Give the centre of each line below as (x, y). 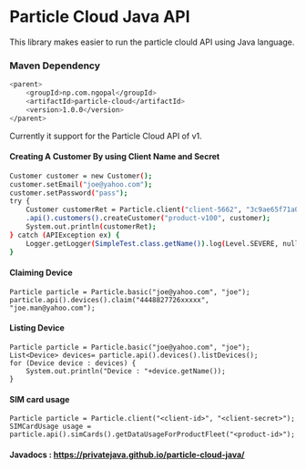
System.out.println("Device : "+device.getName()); (126, 371)
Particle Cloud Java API (100, 17)
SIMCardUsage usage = (51, 427)
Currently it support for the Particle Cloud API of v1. (106, 136)
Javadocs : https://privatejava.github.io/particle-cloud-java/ (127, 454)
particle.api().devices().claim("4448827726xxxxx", (109, 300)
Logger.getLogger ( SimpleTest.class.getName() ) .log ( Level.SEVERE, (153, 243)
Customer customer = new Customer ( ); (81, 176)
